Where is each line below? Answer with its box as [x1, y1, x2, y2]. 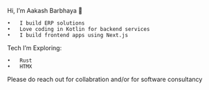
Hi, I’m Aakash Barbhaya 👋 [7, 7, 83, 14]
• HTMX [7, 63, 33, 70]
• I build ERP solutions [7, 20, 85, 27]
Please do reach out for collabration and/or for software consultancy [7, 76, 203, 83]
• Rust [7, 57, 33, 64]
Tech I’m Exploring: [7, 44, 62, 52]
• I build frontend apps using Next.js [7, 32, 129, 38]
